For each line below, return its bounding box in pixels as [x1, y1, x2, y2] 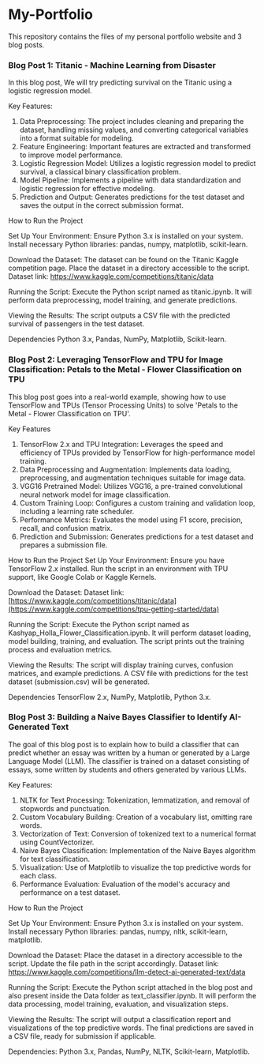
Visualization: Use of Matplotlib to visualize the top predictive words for [19, 863, 251, 872]
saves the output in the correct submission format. [19, 201, 184, 210]
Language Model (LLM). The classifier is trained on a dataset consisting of [8, 756, 250, 765]
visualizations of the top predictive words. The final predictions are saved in [8, 1023, 255, 1032]
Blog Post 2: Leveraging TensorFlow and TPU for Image [8, 354, 224, 365]
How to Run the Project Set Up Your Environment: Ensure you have [8, 555, 225, 565]
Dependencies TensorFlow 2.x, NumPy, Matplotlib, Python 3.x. [8, 692, 211, 701]
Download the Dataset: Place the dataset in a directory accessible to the [8, 950, 243, 960]
